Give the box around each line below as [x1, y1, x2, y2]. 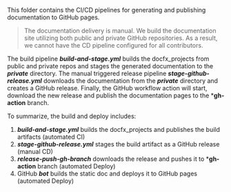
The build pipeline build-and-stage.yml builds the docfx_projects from [7, 55, 210, 63]
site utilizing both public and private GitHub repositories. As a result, [23, 34, 218, 42]
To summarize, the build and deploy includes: [7, 112, 137, 120]
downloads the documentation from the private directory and [43, 77, 219, 85]
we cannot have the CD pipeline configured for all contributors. [23, 41, 203, 49]
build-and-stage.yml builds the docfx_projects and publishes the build [17, 126, 221, 133]
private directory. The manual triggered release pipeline [7, 69, 167, 77]
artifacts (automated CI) [17, 133, 86, 141]
